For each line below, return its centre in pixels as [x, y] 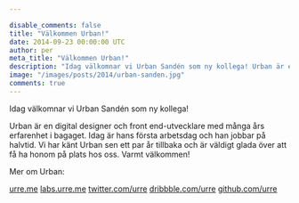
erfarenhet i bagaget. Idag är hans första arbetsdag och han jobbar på [137, 135]
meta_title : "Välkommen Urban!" [69, 59]
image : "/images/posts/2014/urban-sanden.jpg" [97, 75]
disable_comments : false [55, 25]
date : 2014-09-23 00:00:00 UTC [67, 42]
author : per [31, 50]
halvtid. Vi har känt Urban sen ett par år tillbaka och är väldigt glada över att [148, 144]
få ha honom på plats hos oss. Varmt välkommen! [100, 154]
